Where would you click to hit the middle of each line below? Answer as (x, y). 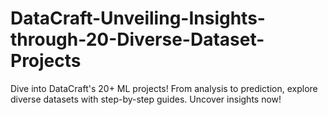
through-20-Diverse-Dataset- (137, 39)
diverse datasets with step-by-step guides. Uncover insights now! (146, 99)
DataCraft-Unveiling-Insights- (138, 18)
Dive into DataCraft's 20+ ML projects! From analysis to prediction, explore (164, 88)
